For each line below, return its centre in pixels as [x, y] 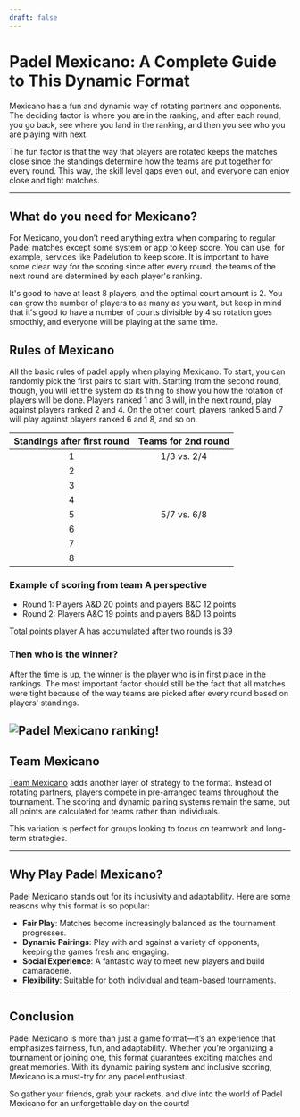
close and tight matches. [54, 180]
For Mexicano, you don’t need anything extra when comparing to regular [142, 238]
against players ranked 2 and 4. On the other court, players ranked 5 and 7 [146, 410]
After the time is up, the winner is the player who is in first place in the [137, 674]
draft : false [33, 17]
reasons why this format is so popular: [79, 906]
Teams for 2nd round [184, 441]
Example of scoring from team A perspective [108, 585]
